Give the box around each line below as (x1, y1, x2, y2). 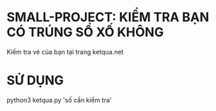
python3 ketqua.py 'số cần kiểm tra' (6, 95, 112, 104)
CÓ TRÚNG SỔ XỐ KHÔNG (6, 24, 164, 40)
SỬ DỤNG (6, 73, 64, 88)
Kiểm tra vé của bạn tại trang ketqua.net (6, 47, 124, 56)
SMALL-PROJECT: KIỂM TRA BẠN (6, 9, 210, 25)
